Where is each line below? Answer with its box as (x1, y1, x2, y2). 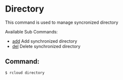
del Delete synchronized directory (12, 43, 81, 49)
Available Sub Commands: (5, 29, 58, 34)
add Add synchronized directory (12, 38, 77, 44)
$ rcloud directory (5, 70, 45, 75)
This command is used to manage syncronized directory (5, 19, 119, 25)
